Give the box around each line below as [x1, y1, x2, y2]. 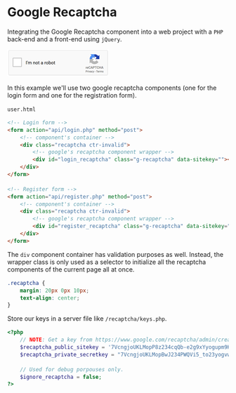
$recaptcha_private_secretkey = [20, 351, 114, 358]
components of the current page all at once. [7, 265, 135, 274]
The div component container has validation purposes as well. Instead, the [7, 250, 223, 258]
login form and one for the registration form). [7, 91, 137, 99]
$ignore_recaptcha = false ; [20, 373, 102, 380]
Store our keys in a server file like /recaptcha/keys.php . [7, 314, 167, 323]
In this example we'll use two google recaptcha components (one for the [7, 84, 217, 92]
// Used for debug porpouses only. [20, 366, 124, 373]
